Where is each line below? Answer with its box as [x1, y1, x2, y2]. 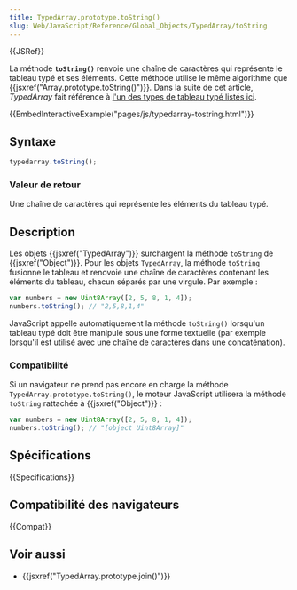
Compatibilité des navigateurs [9, 498, 180, 513]
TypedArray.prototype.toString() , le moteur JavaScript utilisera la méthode [9, 388, 286, 400]
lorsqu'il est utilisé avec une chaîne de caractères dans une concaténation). [9, 337, 285, 347]
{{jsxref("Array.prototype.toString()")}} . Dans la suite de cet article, [9, 82, 254, 92]
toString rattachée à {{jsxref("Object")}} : [9, 398, 162, 409]
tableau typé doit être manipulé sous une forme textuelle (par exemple [9, 328, 266, 339]
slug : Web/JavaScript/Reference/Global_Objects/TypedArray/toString [9, 21, 268, 30]
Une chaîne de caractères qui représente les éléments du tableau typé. [9, 199, 269, 210]
